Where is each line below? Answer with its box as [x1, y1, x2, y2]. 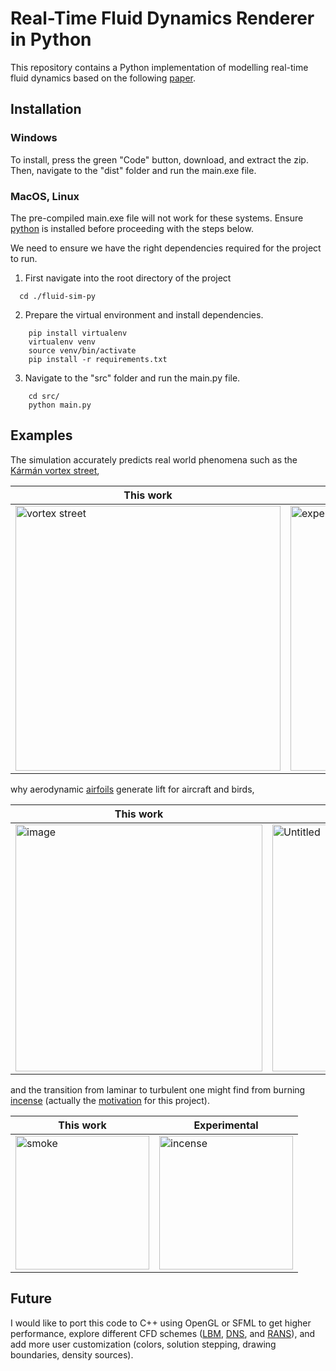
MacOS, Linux [10, 189, 80, 203]
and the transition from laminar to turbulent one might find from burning [10, 1083, 306, 1096]
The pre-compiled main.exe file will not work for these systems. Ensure [10, 212, 304, 224]
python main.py [28, 400, 92, 410]
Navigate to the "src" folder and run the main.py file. [24, 372, 241, 384]
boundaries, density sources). [10, 1348, 134, 1361]
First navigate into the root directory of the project [24, 272, 232, 284]
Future [10, 1290, 53, 1307]
